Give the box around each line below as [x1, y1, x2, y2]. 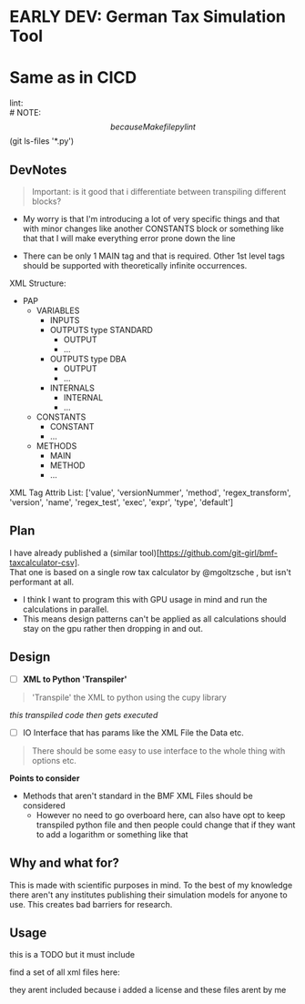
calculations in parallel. [22, 603, 109, 614]
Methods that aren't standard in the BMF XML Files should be [22, 790, 253, 801]
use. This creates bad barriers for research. [9, 898, 173, 909]
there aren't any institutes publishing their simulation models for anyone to [9, 889, 289, 900]
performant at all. [9, 576, 75, 587]
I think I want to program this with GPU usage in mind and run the [22, 593, 268, 604]
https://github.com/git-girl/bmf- [158, 547, 279, 558]
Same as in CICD [9, 67, 137, 88]
